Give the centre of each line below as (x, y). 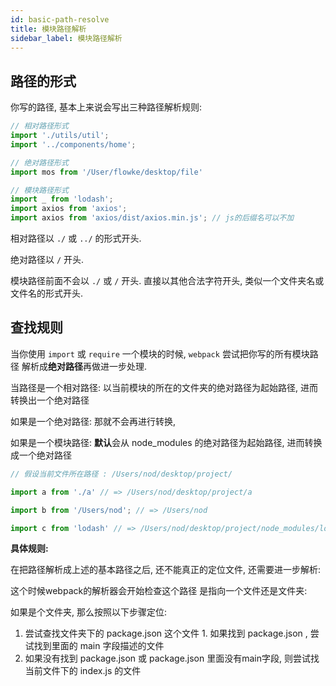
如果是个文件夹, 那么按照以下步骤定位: (89, 612)
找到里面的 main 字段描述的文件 (99, 646)
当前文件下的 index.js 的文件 (83, 671)
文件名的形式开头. (47, 293)
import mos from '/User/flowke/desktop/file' (106, 172)
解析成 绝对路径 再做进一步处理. (84, 366)
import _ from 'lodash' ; (62, 199)
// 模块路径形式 (39, 190)
